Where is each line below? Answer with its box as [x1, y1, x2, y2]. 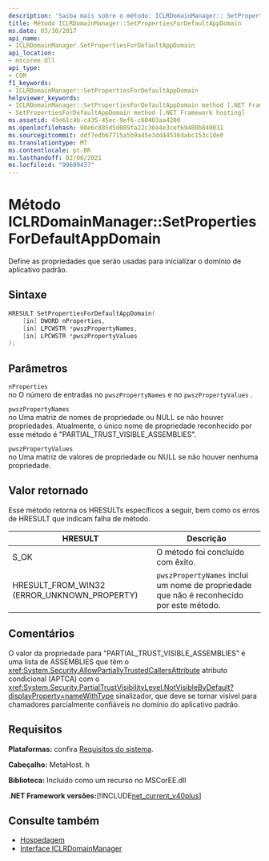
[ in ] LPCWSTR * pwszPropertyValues [22, 332, 138, 340]
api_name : [8, 34, 42, 43]
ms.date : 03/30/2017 [8, 27, 78, 35]
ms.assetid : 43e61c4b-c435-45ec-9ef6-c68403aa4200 [8, 116, 181, 124]
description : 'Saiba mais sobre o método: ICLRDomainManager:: [8, 11, 224, 20]
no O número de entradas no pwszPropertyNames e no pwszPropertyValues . [8, 390, 253, 400]
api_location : [8, 49, 56, 57]
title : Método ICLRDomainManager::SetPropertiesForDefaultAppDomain [8, 19, 242, 27]
